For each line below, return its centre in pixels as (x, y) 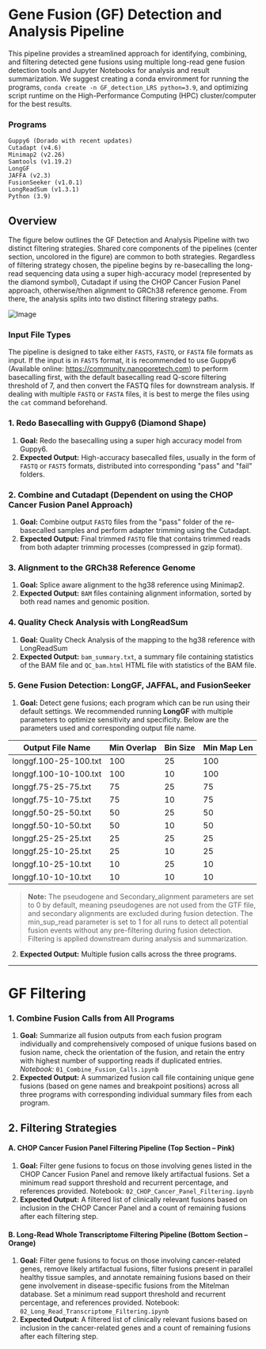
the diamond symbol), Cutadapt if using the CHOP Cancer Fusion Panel (125, 282)
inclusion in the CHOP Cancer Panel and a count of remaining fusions (133, 1208)
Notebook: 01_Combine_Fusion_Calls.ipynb (89, 1069)
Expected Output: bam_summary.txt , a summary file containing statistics (137, 657)
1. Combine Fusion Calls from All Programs (91, 1018)
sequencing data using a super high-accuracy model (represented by (138, 274)
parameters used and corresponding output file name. (108, 728)
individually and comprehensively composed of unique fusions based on (138, 1044)
